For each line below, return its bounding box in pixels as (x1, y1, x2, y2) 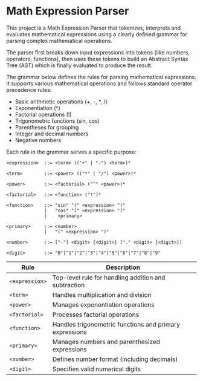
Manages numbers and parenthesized (52, 337, 160, 346)
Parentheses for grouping (14, 123, 79, 131)
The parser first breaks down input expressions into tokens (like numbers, (6, 48, 190, 56)
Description (105, 263, 141, 272)
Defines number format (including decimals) (52, 355, 178, 363)
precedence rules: (6, 86, 52, 93)
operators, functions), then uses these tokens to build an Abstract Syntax (6, 55, 188, 62)
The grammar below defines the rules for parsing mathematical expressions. (6, 73, 196, 80)
